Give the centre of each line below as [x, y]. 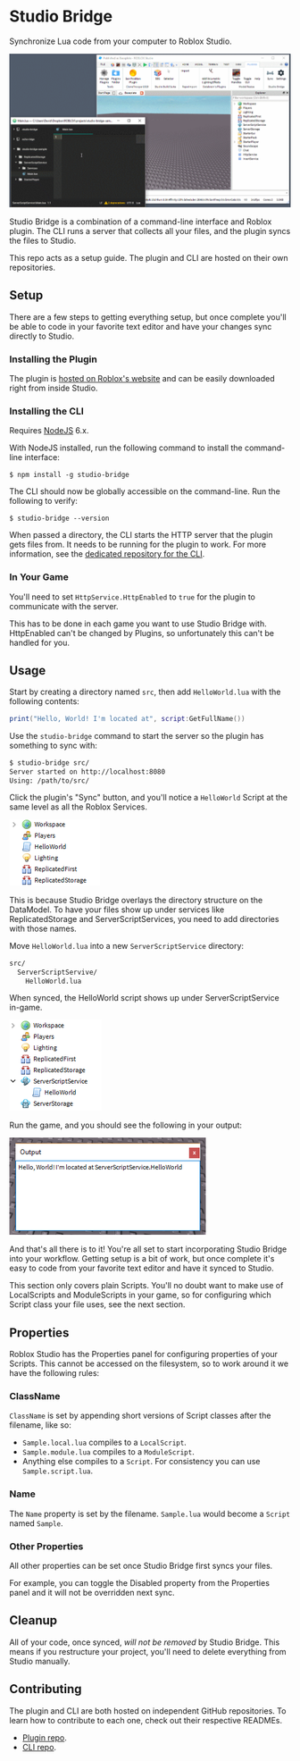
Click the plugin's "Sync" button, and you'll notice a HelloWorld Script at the [149, 798]
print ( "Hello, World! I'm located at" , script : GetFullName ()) [127, 719]
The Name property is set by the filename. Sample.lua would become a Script [150, 1514]
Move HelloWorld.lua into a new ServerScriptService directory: [126, 946]
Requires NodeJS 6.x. [49, 431]
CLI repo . [39, 1747]
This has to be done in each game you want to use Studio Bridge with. [138, 624]
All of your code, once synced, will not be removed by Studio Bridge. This [145, 1642]
